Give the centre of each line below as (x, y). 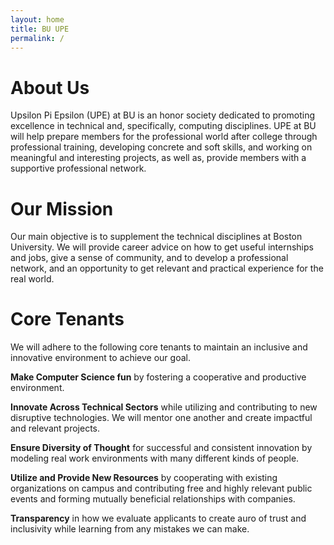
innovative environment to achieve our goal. (100, 358)
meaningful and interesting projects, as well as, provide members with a (158, 158)
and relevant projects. (55, 428)
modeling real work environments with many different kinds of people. (155, 458)
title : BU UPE (40, 29)
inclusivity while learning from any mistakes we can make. (130, 529)
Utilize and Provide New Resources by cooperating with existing (144, 478)
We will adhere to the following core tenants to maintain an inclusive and (159, 347)
